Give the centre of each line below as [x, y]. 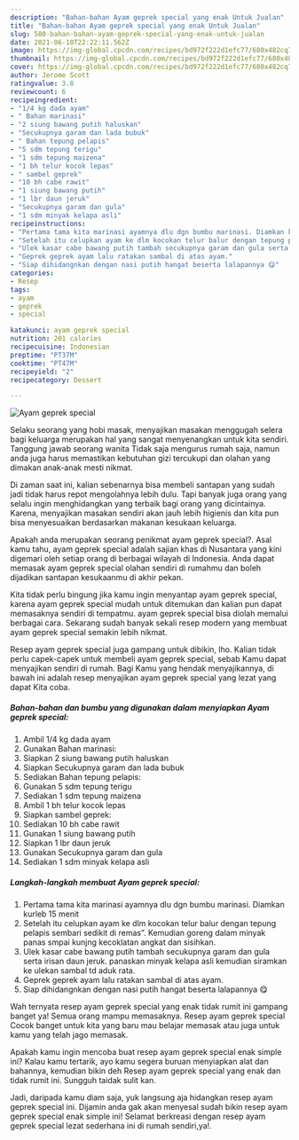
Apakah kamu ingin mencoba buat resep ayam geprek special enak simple [146, 1052]
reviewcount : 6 [38, 91]
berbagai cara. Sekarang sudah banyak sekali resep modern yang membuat [149, 623]
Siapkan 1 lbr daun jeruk [67, 843]
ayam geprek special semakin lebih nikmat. [89, 633]
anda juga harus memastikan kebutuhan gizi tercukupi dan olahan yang [140, 459]
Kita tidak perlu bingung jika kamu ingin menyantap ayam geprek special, [144, 594]
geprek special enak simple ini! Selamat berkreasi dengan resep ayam [138, 1116]
